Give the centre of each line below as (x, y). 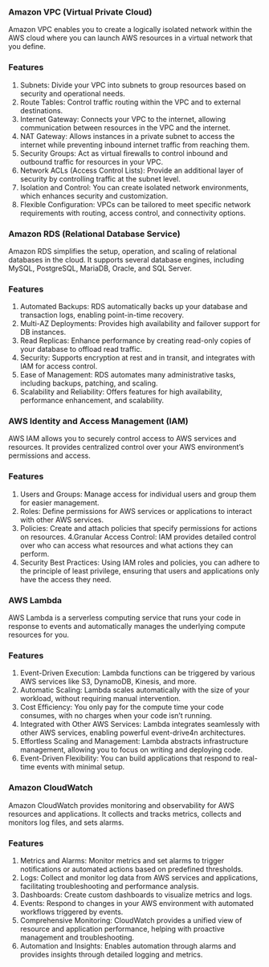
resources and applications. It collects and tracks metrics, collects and (125, 814)
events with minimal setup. (81, 767)
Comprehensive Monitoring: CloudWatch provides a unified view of (131, 920)
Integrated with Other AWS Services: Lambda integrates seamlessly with (140, 724)
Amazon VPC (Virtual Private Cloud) (80, 12)
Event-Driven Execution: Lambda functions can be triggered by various (137, 673)
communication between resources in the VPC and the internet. (125, 128)
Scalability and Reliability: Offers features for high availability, (121, 392)
